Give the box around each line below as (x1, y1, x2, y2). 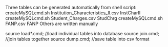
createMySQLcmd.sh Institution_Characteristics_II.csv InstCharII (5, 10, 141, 16)
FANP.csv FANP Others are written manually (5, 20, 98, 27)
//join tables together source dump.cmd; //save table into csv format (5, 36, 150, 42)
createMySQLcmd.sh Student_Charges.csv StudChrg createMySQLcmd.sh (5, 15, 163, 21)
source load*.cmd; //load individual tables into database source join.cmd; (5, 31, 160, 36)
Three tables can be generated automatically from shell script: (5, 5, 137, 10)
